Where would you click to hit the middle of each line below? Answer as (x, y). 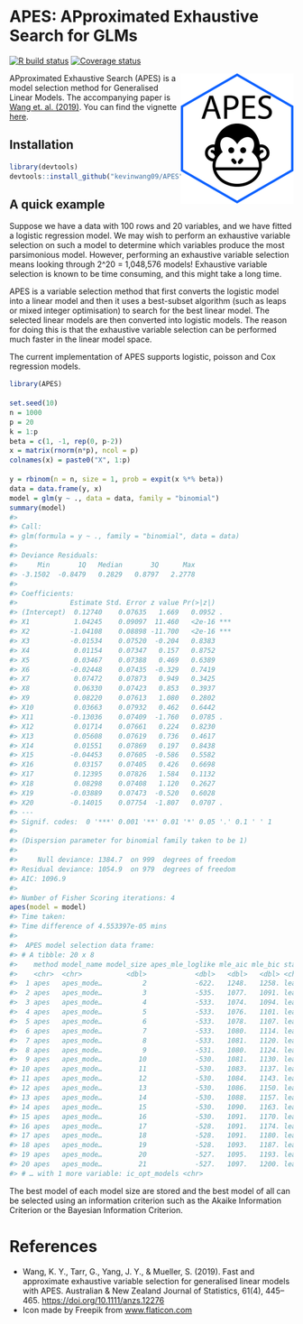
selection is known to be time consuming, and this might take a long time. (146, 274)
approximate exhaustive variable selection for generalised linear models (156, 1281)
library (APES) (36, 384)
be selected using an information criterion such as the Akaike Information (146, 1200)
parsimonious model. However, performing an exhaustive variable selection (149, 255)
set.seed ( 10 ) (34, 403)
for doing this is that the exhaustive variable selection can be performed (143, 330)
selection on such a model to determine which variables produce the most (147, 245)
